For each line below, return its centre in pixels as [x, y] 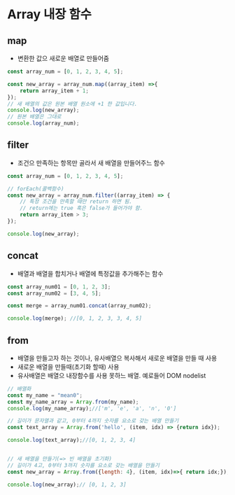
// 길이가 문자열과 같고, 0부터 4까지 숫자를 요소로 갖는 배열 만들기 [93, 421]
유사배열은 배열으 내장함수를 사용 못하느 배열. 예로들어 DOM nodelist [112, 375]
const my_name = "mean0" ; [45, 395]
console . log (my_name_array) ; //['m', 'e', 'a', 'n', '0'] [92, 408]
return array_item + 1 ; [55, 91]
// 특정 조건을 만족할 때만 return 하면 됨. [76, 202]
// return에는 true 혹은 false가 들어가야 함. [81, 208]
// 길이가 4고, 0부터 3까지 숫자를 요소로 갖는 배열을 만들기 [84, 465]
